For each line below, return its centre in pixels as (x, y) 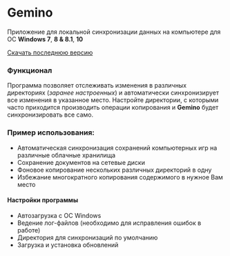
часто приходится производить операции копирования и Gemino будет (113, 108)
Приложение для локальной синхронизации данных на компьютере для (114, 32)
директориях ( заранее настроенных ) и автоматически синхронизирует (113, 93)
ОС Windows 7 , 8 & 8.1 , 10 (45, 39)
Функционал (30, 70)
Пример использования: (51, 132)
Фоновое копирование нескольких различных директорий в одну (114, 170)
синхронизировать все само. (50, 115)
